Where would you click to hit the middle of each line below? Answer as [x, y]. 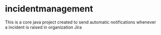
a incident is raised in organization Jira [44, 27]
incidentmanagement [49, 9]
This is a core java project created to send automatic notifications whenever [80, 22]
